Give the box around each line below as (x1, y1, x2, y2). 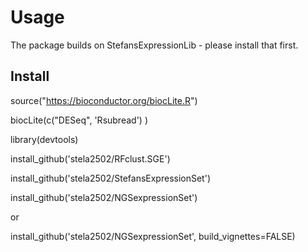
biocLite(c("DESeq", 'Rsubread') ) (10, 114, 148, 126)
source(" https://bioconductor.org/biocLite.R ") (10, 94, 198, 106)
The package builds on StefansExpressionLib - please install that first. (10, 39, 299, 51)
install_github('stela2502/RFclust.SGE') (10, 152, 171, 165)
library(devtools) (10, 133, 79, 145)
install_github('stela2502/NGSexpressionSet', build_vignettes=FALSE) (10, 230, 296, 242)
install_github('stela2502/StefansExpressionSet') (10, 172, 211, 184)
